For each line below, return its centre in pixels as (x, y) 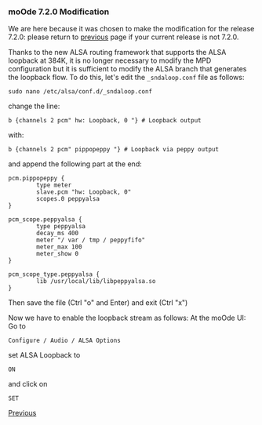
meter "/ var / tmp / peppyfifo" (91, 240)
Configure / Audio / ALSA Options (65, 341)
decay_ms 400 (58, 234)
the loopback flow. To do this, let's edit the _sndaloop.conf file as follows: (126, 78)
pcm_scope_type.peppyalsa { (54, 274)
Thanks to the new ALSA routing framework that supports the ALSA (117, 53)
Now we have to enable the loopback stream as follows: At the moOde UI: (127, 318)
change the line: (34, 106)
